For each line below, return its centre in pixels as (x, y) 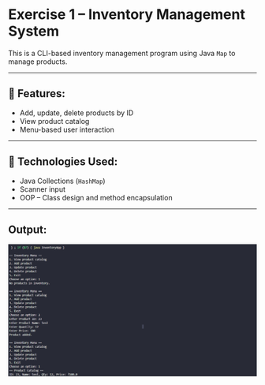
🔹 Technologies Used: (63, 162)
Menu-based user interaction (67, 129)
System (34, 31)
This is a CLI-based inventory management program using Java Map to (122, 53)
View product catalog (54, 121)
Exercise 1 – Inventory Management (127, 15)
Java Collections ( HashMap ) (62, 181)
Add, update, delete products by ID (77, 113)
